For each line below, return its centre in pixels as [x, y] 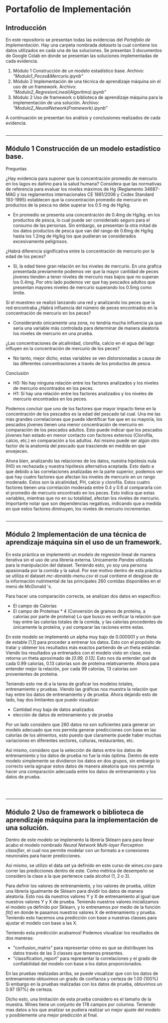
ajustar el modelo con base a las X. [42, 923]
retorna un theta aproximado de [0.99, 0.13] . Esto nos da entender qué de [81, 658]
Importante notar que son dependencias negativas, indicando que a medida [84, 503]
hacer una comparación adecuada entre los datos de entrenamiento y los [81, 771]
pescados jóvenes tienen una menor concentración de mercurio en [75, 424]
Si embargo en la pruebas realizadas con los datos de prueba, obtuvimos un [84, 984]
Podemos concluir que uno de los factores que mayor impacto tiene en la [81, 408]
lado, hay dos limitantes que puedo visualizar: [53, 699]
